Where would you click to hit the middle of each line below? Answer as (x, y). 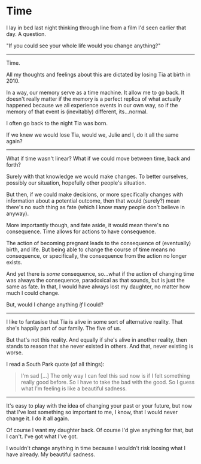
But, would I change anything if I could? (55, 305)
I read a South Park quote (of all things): (55, 364)
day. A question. (26, 34)
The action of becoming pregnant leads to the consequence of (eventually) (99, 243)
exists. (14, 262)
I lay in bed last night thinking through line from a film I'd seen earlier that (96, 28)
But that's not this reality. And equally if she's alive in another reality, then (97, 339)
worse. (15, 352)
